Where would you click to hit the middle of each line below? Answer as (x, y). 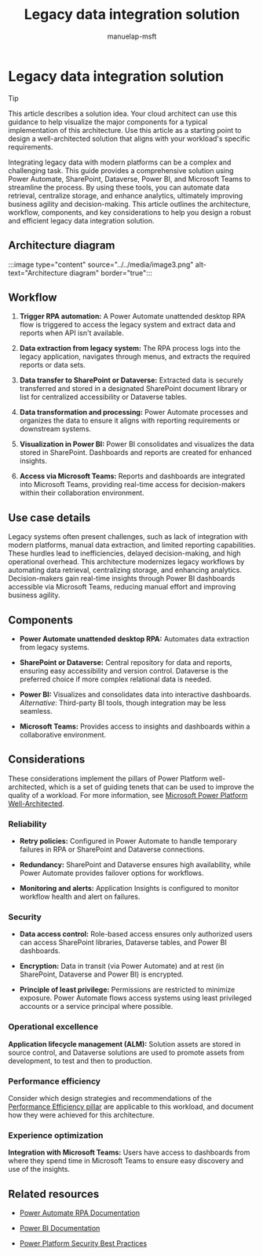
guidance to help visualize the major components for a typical (108, 122)
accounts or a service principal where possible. (96, 1007)
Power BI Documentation (60, 1228)
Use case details (49, 517)
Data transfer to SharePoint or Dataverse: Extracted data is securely (131, 380)
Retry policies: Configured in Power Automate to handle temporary (128, 841)
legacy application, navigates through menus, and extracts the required (135, 356)
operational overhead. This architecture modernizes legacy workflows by (126, 562)
